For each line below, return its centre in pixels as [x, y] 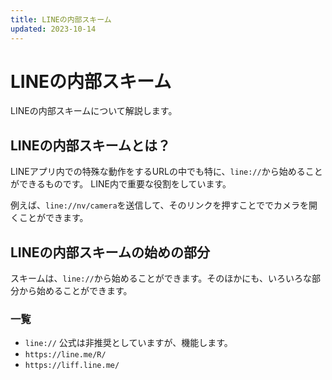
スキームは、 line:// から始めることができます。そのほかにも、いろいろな [161, 278]
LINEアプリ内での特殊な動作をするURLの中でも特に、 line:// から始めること [166, 172]
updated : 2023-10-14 [53, 29]
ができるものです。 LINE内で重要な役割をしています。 [121, 184]
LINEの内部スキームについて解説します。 [94, 111]
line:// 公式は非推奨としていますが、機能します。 [128, 343]
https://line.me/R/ [65, 355]
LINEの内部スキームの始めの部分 [110, 252]
